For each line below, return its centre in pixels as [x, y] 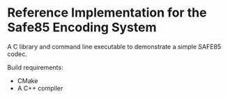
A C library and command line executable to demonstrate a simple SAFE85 [114, 46]
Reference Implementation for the [107, 13]
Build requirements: [35, 67]
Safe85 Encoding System [82, 27]
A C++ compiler [40, 88]
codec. [17, 54]
